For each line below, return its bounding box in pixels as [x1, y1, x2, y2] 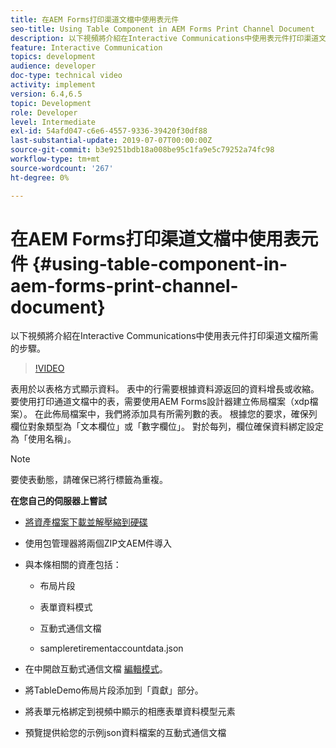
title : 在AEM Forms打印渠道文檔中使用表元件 [10, 14, 180, 25]
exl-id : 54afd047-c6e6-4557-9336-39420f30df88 [10, 126, 208, 136]
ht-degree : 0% [10, 172, 70, 183]
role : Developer [10, 107, 78, 118]
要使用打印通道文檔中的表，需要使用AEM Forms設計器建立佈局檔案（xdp [10, 396, 310, 408]
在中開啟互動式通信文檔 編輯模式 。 [24, 663, 168, 675]
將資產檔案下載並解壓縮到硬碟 [24, 516, 148, 528]
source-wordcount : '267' [10, 163, 114, 173]
